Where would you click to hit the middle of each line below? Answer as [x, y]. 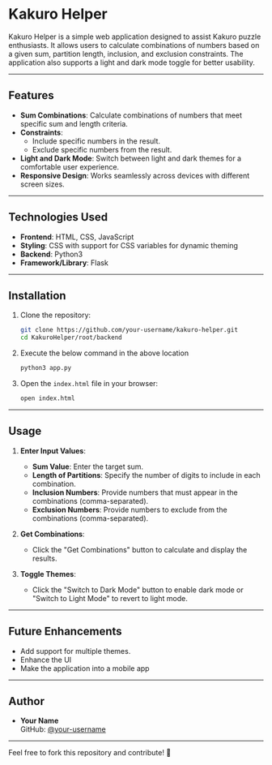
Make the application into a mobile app [85, 668]
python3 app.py [46, 368]
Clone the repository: [55, 315]
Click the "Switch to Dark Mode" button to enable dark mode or [138, 590]
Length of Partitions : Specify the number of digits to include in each [146, 475]
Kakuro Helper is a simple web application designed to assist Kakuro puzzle [135, 37]
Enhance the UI [46, 660]
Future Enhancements [66, 632]
